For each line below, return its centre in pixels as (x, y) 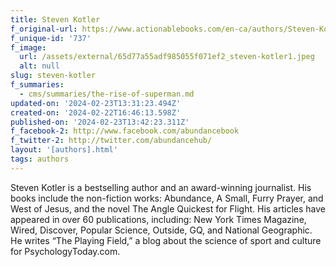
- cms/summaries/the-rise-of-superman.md (107, 94)
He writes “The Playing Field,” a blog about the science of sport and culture (166, 240)
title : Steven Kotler (55, 19)
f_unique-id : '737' (51, 38)
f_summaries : (37, 85)
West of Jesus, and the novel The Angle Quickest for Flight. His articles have (168, 208)
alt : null (39, 66)
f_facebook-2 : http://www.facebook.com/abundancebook (125, 131)
